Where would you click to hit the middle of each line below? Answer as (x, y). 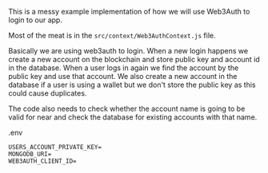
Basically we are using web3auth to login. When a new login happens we (128, 51)
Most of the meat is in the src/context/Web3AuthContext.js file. (112, 35)
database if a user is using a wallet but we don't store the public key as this (132, 85)
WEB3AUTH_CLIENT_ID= (43, 161)
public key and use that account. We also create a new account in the (123, 76)
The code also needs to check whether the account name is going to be (127, 108)
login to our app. (35, 20)
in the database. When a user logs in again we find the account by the (124, 68)
